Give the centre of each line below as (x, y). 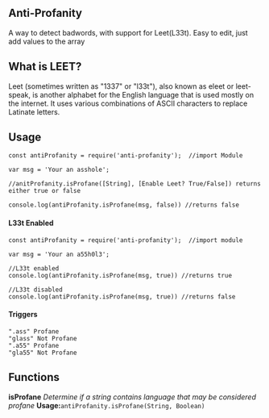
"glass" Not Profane (43, 338)
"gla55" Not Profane (43, 353)
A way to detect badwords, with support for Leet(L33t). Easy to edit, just (128, 32)
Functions (34, 377)
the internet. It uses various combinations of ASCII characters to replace (128, 103)
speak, (19, 94)
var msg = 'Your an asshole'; (59, 170)
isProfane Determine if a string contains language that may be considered (132, 397)
